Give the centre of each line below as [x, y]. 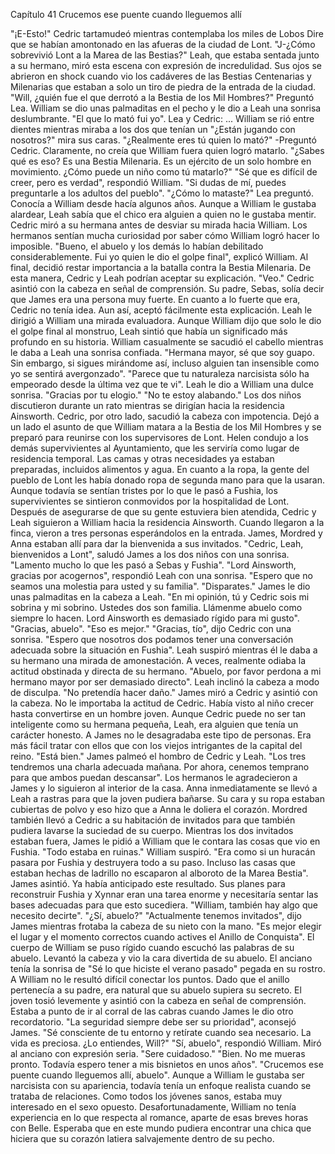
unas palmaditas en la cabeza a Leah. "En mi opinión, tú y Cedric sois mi [160, 597]
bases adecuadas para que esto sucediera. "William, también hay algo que [164, 905]
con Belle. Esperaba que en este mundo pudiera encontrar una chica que [161, 1128]
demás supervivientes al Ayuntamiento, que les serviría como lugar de [155, 448]
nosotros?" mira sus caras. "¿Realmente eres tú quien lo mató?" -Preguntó [163, 140]
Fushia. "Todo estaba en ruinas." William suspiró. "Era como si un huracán [163, 852]
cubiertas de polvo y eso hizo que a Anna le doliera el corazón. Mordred [159, 809]
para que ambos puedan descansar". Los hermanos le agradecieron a [154, 777]
